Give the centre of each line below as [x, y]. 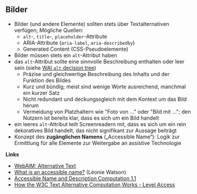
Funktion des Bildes [47, 80]
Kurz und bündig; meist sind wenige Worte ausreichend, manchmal [104, 86]
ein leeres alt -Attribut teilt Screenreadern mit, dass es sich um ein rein [100, 124]
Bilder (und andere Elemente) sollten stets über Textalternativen [91, 24]
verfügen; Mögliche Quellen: [49, 30]
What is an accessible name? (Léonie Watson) [70, 172]
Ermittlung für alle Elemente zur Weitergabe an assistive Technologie [98, 143]
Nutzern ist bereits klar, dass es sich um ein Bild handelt [91, 118]
